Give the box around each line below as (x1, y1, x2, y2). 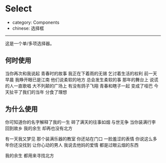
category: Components (12, 19, 60, 25)
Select (5, 3, 32, 14)
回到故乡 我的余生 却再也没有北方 (5, 125, 73, 131)
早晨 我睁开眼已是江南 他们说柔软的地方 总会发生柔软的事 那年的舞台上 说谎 (5, 76, 159, 82)
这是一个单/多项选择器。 (5, 40, 55, 46)
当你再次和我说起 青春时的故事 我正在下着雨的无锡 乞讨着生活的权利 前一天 (5, 70, 157, 76)
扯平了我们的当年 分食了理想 (9, 89, 67, 95)
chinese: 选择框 (12, 25, 44, 31)
